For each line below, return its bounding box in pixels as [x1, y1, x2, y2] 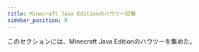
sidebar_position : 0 [7, 17, 68, 24]
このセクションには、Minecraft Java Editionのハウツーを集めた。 [7, 37, 196, 46]
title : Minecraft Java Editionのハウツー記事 [7, 10, 136, 18]
